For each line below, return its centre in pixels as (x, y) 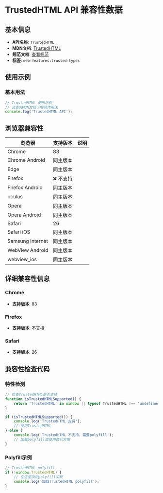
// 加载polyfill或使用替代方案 (42, 439)
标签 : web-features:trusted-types (46, 60)
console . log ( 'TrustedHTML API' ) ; (39, 112)
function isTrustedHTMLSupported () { (43, 399)
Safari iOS (19, 232)
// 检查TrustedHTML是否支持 (31, 395)
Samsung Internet (28, 241)
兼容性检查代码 (27, 369)
